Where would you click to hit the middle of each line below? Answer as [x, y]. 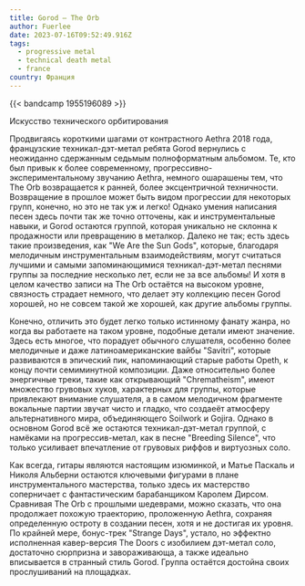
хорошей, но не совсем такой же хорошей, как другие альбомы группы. [151, 303]
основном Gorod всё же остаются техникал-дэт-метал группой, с [138, 428]
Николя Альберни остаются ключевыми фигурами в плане [124, 475]
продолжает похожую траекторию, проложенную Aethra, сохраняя [141, 513]
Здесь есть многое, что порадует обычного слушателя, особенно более [150, 340]
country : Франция [42, 78]
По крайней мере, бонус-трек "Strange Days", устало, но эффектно [140, 533]
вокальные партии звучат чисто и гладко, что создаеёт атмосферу [140, 408]
